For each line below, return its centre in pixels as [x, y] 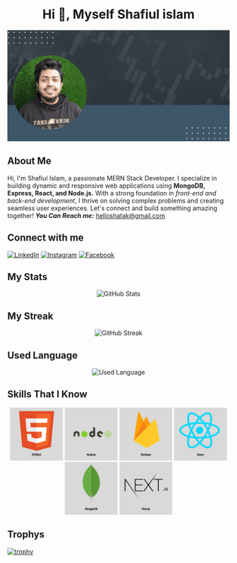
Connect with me [46, 238]
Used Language [43, 355]
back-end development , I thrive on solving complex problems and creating [116, 200]
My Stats [28, 277]
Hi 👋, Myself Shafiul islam [119, 14]
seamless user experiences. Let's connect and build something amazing [112, 208]
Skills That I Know [48, 394]
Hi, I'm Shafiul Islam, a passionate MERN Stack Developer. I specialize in [112, 178]
